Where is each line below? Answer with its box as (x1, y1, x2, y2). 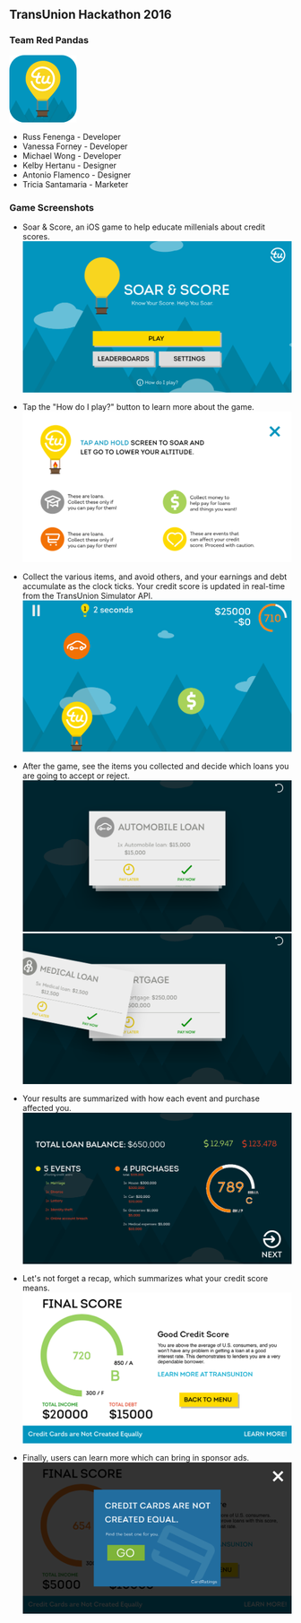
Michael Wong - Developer (21, 150, 122, 161)
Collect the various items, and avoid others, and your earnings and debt (21, 571, 288, 582)
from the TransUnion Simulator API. (21, 591, 153, 602)
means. (21, 1282, 50, 1293)
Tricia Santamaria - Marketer (21, 178, 129, 189)
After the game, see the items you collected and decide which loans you (21, 760, 289, 771)
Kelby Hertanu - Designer (21, 160, 117, 170)
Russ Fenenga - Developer (21, 131, 121, 142)
